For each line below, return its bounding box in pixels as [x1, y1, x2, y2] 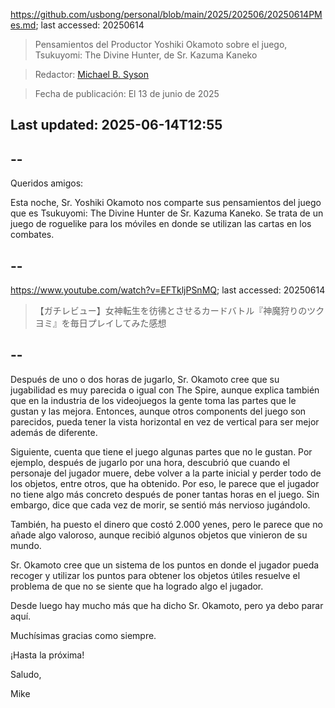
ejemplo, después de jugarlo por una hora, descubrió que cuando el [10, 456, 290, 468]
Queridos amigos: [10, 177, 84, 189]
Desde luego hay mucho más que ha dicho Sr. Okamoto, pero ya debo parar [10, 599, 324, 611]
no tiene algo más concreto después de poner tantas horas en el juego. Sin [10, 488, 320, 500]
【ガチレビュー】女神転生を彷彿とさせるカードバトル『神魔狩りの [34, 305, 308, 317]
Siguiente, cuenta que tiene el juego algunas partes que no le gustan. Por [10, 445, 313, 458]
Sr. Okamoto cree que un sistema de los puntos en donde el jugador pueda [10, 559, 320, 571]
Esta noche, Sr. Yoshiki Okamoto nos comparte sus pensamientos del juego [10, 197, 322, 209]
